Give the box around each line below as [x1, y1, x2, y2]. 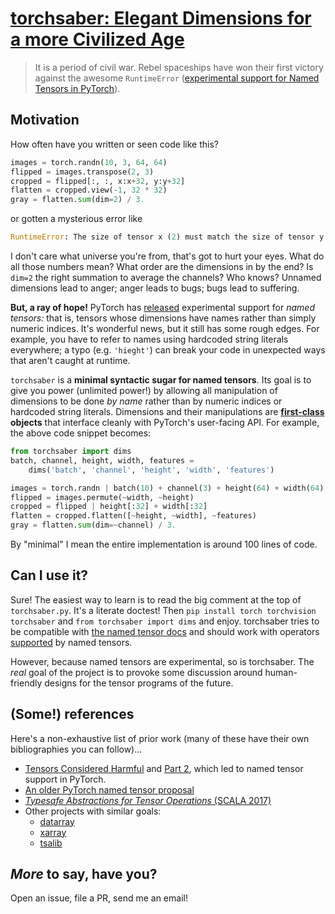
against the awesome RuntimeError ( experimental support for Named [34, 72, 320, 84]
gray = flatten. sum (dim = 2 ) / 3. [10, 195, 145, 205]
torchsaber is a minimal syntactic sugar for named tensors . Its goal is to [10, 374, 312, 386]
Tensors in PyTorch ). [34, 82, 121, 94]
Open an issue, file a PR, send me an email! [10, 892, 188, 904]
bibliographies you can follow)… [10, 743, 143, 755]
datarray [39, 815, 75, 827]
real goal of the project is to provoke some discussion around [10, 666, 263, 678]
